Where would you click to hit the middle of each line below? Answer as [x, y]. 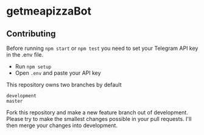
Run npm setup [33, 66]
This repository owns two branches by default [64, 85]
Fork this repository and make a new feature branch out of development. [97, 112]
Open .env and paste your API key [58, 73]
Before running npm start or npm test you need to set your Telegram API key [102, 48]
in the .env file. [25, 55]
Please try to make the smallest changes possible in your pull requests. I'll [99, 119]
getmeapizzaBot [49, 11]
